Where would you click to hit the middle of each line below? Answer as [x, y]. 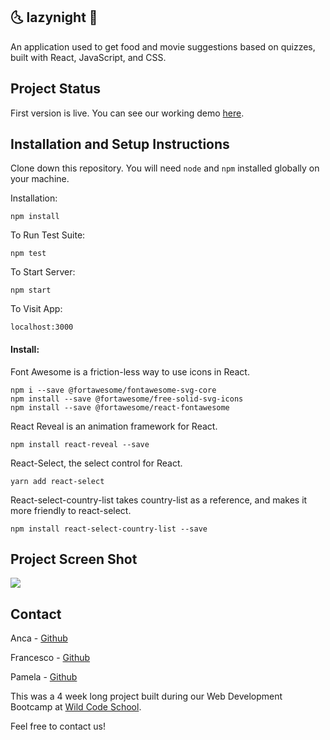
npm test [28, 254]
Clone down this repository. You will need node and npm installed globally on [165, 168]
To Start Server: [43, 272]
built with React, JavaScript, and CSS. [88, 57]
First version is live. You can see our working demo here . [127, 113]
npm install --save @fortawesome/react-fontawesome [120, 407]
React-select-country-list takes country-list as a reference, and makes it [159, 500]
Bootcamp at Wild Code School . [76, 707]
